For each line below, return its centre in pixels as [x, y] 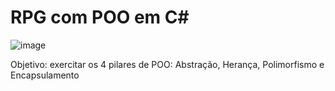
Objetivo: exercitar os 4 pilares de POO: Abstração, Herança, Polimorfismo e [167, 64]
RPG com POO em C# [100, 17]
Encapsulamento [45, 75]
